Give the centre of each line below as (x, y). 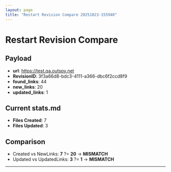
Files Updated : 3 (30, 126)
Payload (19, 59)
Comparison (25, 142)
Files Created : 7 (30, 120)
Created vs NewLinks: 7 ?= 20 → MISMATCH (60, 154)
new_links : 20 (28, 87)
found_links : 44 (30, 81)
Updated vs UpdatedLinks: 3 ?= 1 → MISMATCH (63, 159)
